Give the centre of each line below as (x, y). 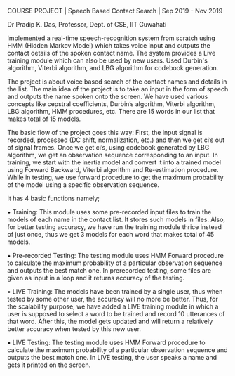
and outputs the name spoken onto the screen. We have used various (108, 96)
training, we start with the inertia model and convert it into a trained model (114, 162)
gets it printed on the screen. (49, 365)
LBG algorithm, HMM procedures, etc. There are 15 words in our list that (111, 111)
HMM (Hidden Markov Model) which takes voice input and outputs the (109, 45)
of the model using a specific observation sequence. (83, 185)
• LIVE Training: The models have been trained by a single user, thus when (115, 291)
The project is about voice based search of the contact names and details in (117, 82)
